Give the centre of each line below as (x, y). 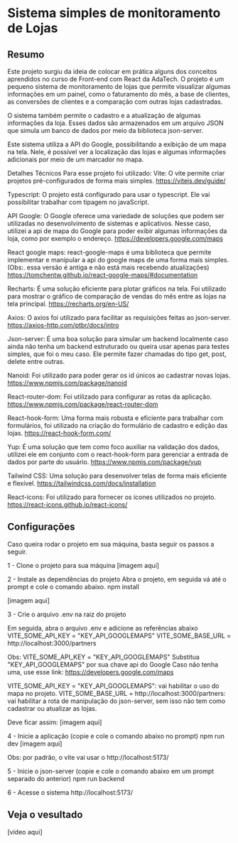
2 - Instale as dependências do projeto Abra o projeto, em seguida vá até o (117, 579)
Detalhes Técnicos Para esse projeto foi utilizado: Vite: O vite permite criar (116, 173)
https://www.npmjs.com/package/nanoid (67, 383)
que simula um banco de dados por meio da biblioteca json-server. (106, 130)
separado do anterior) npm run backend (66, 778)
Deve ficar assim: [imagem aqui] (55, 722)
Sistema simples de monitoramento (114, 13)
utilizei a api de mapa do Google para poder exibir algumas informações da (117, 231)
